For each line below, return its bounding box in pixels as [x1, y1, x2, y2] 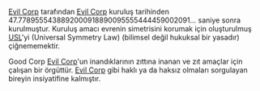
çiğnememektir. [8, 41, 61, 51]
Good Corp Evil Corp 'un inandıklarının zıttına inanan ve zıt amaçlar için [8, 56, 243, 66]
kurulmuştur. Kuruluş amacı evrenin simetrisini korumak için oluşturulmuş [8, 24, 253, 33]
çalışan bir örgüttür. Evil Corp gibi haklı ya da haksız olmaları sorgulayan [8, 65, 249, 75]
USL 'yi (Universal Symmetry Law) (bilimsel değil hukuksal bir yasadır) [8, 32, 241, 42]
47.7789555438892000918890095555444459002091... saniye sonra [8, 15, 241, 25]
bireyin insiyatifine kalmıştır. [8, 74, 101, 83]
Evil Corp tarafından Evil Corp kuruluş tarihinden [8, 7, 170, 16]
